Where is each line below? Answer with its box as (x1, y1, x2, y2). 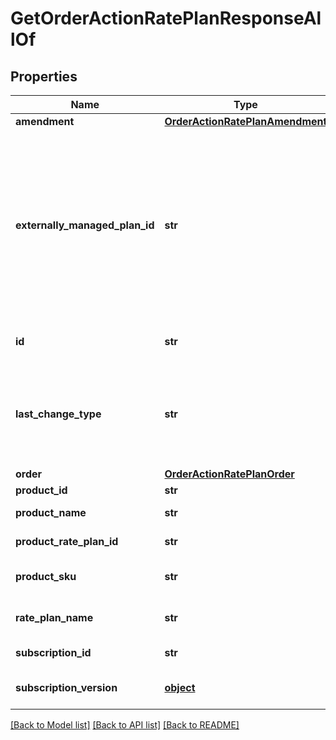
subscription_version (15, 681, 118, 694)
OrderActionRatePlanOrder (164, 467, 295, 481)
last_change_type (15, 407, 102, 421)
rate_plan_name (15, 611, 94, 624)
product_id (15, 483, 68, 497)
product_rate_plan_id (15, 535, 119, 548)
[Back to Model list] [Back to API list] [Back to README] (10, 719, 240, 731)
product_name (15, 506, 87, 519)
